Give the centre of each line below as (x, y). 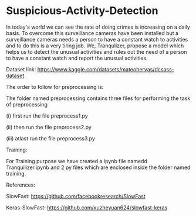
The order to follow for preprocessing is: (55, 87)
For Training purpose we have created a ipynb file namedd (77, 161)
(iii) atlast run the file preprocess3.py (50, 138)
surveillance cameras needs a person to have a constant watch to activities (97, 39)
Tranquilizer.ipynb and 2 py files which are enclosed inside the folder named (98, 167)
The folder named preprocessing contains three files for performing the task (98, 98)
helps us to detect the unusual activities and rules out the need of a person (97, 51)
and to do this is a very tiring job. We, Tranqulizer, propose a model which (95, 46)
